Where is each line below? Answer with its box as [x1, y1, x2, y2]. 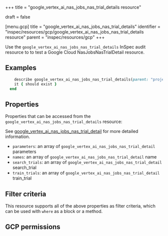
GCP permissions [5, 222, 61, 231]
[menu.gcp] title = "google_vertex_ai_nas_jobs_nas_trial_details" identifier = [5, 23, 161, 29]
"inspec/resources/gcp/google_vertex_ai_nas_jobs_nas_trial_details [5, 29, 144, 34]
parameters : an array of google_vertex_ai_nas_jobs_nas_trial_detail [12, 143, 155, 149]
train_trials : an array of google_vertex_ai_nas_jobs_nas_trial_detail [12, 170, 160, 176]
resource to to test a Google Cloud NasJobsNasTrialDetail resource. [5, 49, 145, 55]
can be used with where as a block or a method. [5, 208, 103, 214]
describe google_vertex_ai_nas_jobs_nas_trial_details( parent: [14, 77, 149, 82]
